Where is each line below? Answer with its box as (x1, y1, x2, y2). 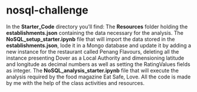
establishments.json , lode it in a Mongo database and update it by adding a (6, 42, 192, 49)
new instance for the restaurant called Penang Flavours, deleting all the (6, 48, 179, 55)
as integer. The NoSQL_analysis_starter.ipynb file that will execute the (6, 67, 179, 74)
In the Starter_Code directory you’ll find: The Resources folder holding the (6, 23, 188, 30)
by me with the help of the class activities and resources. (6, 79, 145, 86)
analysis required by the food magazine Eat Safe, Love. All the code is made (6, 73, 191, 80)
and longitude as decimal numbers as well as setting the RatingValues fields (6, 60, 191, 68)
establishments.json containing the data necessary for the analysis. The (6, 29, 184, 36)
